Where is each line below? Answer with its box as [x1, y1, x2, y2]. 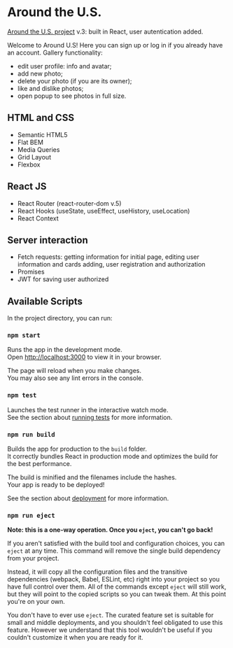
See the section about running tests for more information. [7, 413, 173, 421]
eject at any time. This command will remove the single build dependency [7, 547, 221, 555]
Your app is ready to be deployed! [7, 481, 105, 489]
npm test [7, 391, 37, 400]
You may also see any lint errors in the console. [7, 374, 143, 382]
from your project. [7, 554, 59, 563]
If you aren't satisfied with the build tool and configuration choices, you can [7, 540, 225, 548]
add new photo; [17, 69, 63, 78]
